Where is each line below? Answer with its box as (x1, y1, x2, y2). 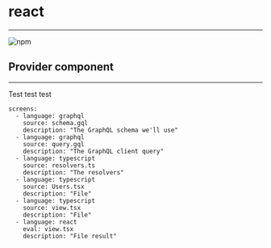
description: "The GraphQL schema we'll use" (23, 126, 179, 134)
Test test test (8, 89, 52, 99)
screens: (8, 104, 38, 113)
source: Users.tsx (23, 183, 85, 191)
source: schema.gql (23, 119, 89, 127)
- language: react (15, 217, 78, 226)
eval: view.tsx (23, 225, 74, 233)
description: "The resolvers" (23, 168, 125, 176)
